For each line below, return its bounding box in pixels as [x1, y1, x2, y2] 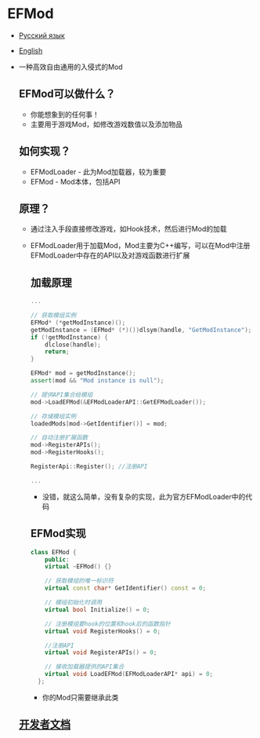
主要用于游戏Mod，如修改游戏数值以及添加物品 [30, 119, 183, 129]
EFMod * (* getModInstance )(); [30, 319, 126, 327]
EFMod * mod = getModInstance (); [30, 370, 136, 378]
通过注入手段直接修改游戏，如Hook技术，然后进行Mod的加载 [30, 225, 228, 234]
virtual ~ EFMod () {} [45, 563, 112, 571]
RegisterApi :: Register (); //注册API [30, 462, 148, 471]
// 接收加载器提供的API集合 [45, 663, 125, 671]
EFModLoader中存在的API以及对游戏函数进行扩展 [30, 250, 190, 260]
